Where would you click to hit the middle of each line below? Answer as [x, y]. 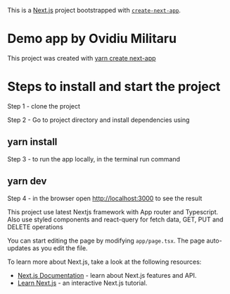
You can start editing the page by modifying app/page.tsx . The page [106, 240]
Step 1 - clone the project [44, 106]
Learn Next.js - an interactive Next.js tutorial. [82, 283]
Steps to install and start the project [114, 87]
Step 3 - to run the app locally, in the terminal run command [94, 159]
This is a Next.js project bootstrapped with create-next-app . [94, 10]
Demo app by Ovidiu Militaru [92, 39]
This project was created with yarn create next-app [82, 58]
